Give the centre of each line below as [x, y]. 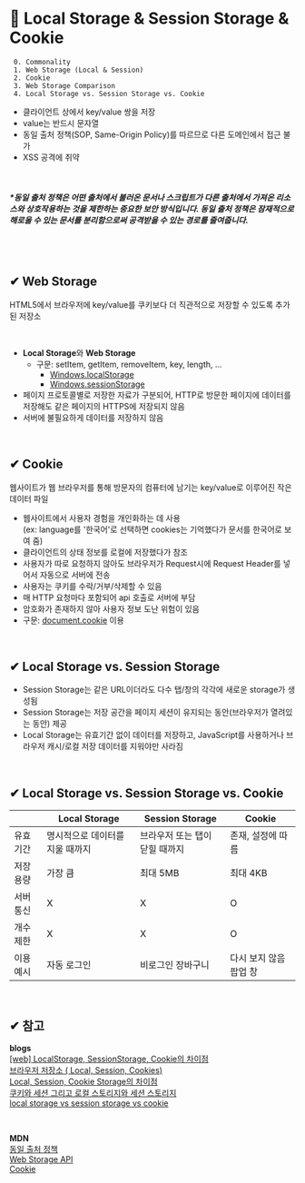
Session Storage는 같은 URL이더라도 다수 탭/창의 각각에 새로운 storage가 [154, 690]
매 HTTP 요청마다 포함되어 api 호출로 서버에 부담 [109, 597]
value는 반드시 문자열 [61, 123]
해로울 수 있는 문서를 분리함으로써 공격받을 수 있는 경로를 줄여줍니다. [129, 220]
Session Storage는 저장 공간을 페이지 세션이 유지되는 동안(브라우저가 [146, 713]
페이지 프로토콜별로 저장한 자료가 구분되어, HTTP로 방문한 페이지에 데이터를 [157, 395]
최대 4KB [249, 873]
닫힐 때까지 [162, 850]
